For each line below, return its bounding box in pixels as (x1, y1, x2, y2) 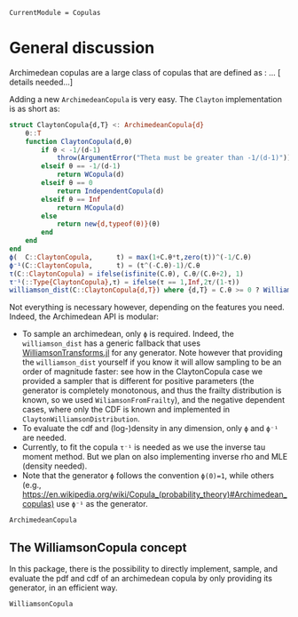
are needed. (21, 432, 67, 444)
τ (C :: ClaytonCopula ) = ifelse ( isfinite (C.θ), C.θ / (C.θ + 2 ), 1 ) (9, 269, 244, 278)
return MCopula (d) (56, 203, 125, 212)
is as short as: (9, 103, 60, 114)
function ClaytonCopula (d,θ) (25, 137, 133, 146)
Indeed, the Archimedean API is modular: (9, 311, 160, 322)
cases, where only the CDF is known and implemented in (21, 405, 231, 415)
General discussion (9, 38, 155, 58)
